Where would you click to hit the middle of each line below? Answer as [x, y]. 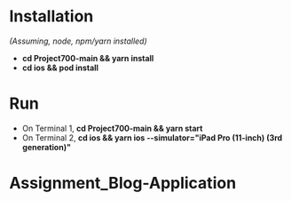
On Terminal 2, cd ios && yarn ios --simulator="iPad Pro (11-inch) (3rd [152, 137]
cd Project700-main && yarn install [88, 58]
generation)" [46, 147]
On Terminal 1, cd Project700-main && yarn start [112, 128]
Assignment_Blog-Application [123, 183]
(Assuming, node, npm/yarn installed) [79, 41]
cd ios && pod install [60, 68]
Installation [51, 16]
